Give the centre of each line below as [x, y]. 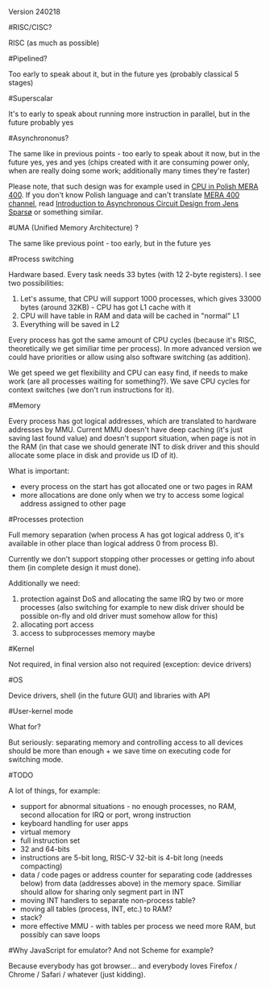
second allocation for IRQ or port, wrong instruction [106, 815]
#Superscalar [31, 98]
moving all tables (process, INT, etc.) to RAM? [96, 909]
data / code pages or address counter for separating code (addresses [136, 875]
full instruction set [50, 840]
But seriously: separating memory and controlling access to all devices [126, 742]
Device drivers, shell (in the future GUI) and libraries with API [109, 695]
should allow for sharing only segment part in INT [102, 892]
